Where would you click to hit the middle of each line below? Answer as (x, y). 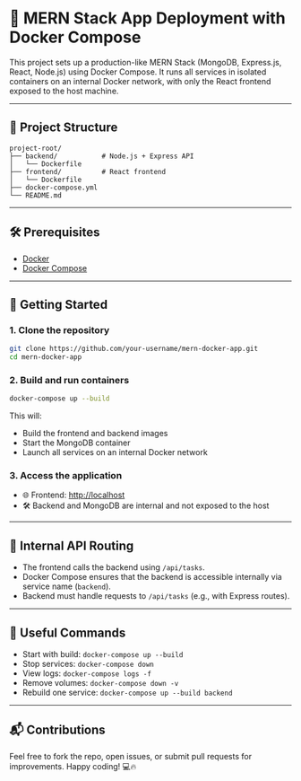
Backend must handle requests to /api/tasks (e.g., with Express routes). (156, 596)
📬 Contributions (57, 730)
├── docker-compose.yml (54, 188)
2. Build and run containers (69, 380)
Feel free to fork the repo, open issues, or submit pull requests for (131, 756)
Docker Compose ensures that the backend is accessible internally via (152, 577)
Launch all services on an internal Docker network (115, 452)
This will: (26, 416)
